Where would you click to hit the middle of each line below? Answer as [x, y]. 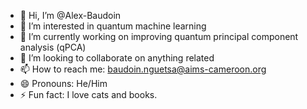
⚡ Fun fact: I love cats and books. [88, 94]
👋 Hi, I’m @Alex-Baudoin [70, 15]
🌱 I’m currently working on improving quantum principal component [159, 36]
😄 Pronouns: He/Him [63, 83]
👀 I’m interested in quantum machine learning [113, 26]
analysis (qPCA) [53, 47]
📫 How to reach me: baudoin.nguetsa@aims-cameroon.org [143, 69]
